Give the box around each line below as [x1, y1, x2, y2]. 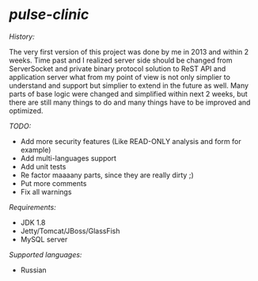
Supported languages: [9, 249, 82, 259]
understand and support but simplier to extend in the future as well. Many [9, 81, 249, 90]
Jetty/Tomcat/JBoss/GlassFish [20, 226, 121, 235]
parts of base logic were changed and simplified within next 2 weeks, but [9, 89, 248, 98]
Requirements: [9, 202, 56, 211]
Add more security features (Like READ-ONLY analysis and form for [20, 136, 241, 146]
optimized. [9, 105, 44, 116]
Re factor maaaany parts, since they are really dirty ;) [20, 170, 195, 180]
